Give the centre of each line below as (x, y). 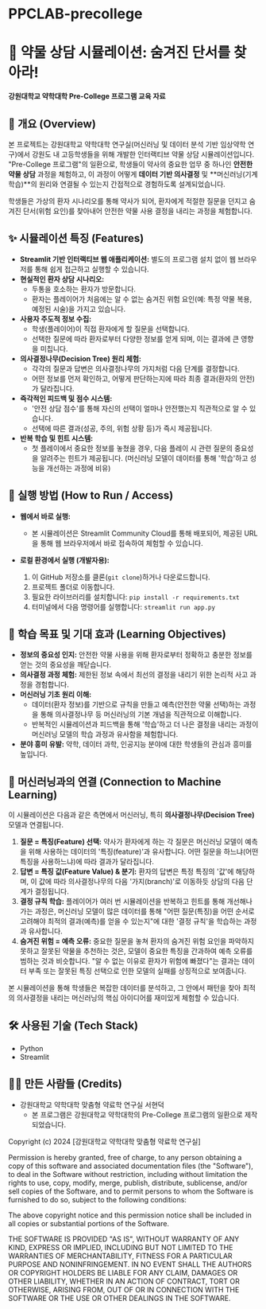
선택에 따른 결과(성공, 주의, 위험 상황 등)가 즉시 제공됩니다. (122, 428)
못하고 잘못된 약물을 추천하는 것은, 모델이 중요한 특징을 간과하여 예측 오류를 (136, 951)
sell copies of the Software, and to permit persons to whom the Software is (131, 1191)
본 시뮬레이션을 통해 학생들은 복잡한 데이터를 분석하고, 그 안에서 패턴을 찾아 (125, 988)
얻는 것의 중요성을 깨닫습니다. (66, 664)
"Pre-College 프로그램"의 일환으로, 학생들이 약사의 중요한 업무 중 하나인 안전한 (131, 164)
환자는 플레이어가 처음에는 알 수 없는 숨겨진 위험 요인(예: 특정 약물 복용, (142, 298)
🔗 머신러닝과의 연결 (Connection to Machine (115, 782)
